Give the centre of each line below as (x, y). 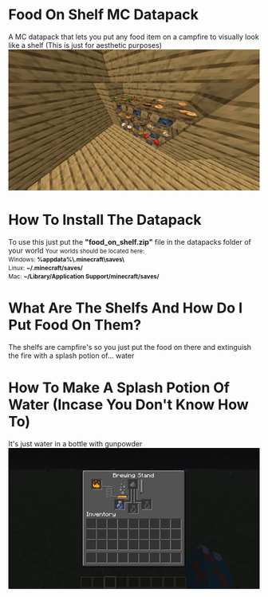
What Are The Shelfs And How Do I (126, 308)
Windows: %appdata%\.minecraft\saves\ (67, 259)
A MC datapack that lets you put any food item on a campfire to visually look (134, 37)
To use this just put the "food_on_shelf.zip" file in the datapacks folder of (130, 242)
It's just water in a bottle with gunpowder (75, 443)
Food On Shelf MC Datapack (104, 15)
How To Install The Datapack (105, 220)
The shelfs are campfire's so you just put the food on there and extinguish (130, 347)
